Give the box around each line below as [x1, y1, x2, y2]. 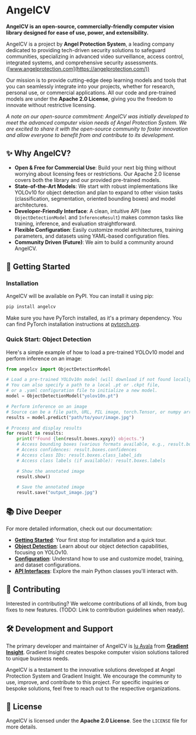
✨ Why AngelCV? [6, 149, 71, 159]
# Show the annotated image [16, 468, 85, 474]
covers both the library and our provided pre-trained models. [14, 176, 161, 183]
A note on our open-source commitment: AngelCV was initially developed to [6, 112, 190, 120]
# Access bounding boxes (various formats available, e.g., [16, 441, 166, 448]
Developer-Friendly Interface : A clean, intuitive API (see [14, 207, 151, 214]
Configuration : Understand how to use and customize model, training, [14, 555, 184, 562]
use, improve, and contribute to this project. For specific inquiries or [6, 678, 169, 685]
